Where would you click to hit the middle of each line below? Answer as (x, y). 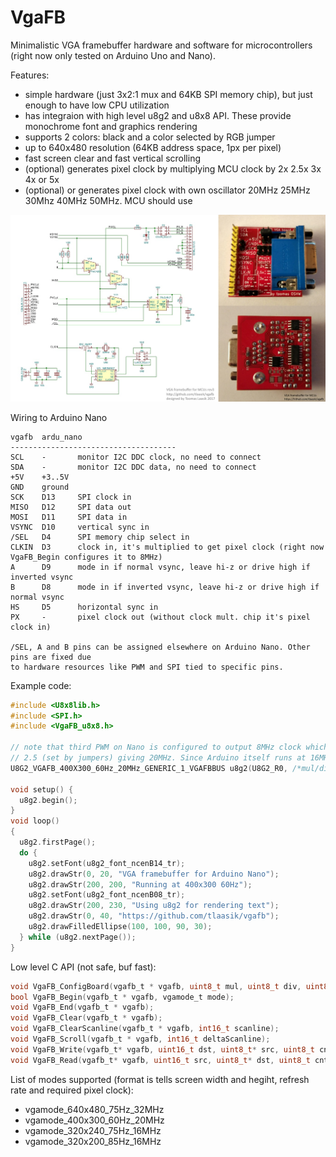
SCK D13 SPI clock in (71, 497)
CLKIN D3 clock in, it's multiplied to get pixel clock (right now (167, 547)
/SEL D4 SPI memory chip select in (100, 537)
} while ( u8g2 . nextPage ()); (78, 937)
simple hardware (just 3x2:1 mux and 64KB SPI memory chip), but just (168, 94)
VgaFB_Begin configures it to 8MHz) (86, 557)
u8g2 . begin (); (48, 800)
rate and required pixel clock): (72, 1090)
